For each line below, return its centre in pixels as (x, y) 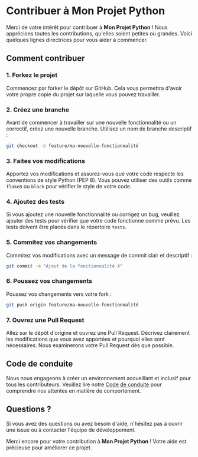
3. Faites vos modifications (46, 161)
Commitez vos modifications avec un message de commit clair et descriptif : (99, 255)
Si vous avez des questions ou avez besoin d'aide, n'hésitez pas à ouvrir (95, 423)
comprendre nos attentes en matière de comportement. (74, 390)
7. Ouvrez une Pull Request (45, 320)
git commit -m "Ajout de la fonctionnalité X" (64, 266)
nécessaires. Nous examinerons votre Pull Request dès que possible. (90, 345)
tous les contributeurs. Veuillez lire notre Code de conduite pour (84, 384)
